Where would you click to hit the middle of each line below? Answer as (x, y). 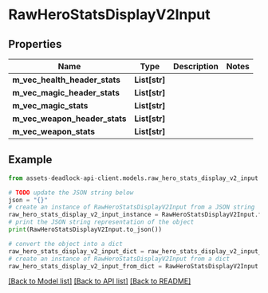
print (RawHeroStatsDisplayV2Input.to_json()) (85, 230)
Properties (35, 44)
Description (196, 66)
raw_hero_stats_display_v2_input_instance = (83, 215)
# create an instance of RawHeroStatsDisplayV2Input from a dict (119, 259)
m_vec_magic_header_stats (66, 93)
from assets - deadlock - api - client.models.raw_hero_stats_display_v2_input (134, 178)
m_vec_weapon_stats (54, 131)
